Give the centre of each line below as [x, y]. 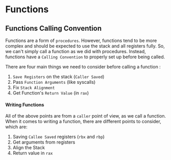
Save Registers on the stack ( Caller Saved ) [59, 77]
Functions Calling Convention [54, 28]
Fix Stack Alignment [34, 87]
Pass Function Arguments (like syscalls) [54, 82]
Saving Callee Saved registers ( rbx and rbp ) [59, 137]
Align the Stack [29, 148]
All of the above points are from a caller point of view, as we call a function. [86, 116]
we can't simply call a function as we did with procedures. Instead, [76, 51]
